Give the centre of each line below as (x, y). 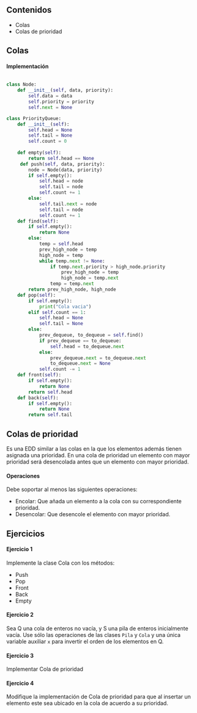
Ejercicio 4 (20, 683)
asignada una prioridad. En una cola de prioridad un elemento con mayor (98, 455)
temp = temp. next (72, 284)
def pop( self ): (37, 295)
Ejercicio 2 (20, 615)
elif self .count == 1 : (57, 312)
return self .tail (50, 415)
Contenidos (29, 10)
